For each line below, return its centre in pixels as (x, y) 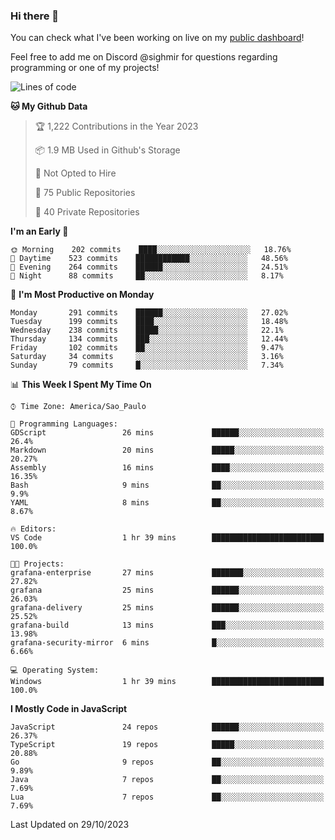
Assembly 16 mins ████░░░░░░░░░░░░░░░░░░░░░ (167, 468)
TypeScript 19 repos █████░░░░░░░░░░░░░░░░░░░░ (167, 745)
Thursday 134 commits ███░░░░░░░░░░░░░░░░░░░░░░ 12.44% (149, 339)
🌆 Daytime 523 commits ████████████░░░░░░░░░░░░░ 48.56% (149, 259)
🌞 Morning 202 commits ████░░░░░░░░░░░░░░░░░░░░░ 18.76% (151, 250)
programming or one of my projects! (85, 68)
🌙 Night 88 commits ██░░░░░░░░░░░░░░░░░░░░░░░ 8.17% (147, 276)
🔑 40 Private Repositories (87, 212)
